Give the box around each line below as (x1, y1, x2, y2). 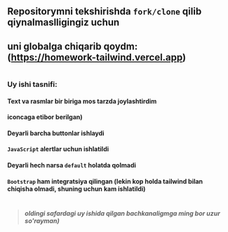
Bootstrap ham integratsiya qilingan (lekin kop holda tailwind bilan (7, 177, 203, 185)
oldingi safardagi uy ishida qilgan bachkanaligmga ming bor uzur (24, 209, 221, 217)
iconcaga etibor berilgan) (7, 113, 83, 121)
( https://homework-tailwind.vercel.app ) (7, 51, 187, 63)
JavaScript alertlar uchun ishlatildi (7, 145, 109, 153)
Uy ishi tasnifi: (7, 79, 58, 89)
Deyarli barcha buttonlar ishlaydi (7, 129, 105, 137)
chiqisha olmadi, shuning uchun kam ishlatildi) (7, 184, 146, 193)
